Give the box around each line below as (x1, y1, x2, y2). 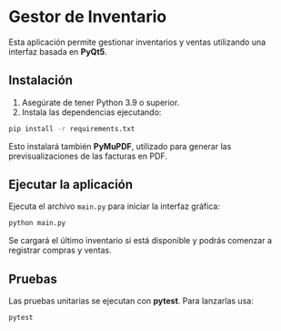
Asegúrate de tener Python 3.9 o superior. (21, 97, 180, 108)
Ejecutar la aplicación (8, 177, 134, 192)
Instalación (8, 73, 74, 88)
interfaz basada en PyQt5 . (8, 46, 108, 57)
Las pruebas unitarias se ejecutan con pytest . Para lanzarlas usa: (8, 295, 254, 306)
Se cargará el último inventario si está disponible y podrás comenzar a (8, 235, 273, 246)
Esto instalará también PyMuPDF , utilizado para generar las (8, 140, 232, 151)
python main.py (8, 219, 66, 228)
